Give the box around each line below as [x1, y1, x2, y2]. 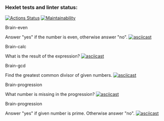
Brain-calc [5, 44, 26, 50]
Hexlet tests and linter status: [5, 4, 78, 11]
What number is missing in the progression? [5, 91, 95, 97]
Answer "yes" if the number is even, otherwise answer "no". [5, 34, 128, 40]
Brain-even [5, 25, 28, 30]
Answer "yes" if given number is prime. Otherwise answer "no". [5, 110, 135, 117]
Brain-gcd [5, 63, 26, 69]
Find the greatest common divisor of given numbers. [5, 72, 112, 78]
